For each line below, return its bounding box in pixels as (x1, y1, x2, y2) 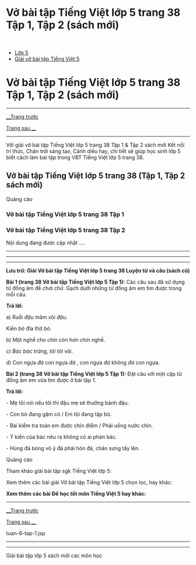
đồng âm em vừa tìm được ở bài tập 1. (6, 376, 96, 383)
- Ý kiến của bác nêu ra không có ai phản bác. (6, 433, 117, 440)
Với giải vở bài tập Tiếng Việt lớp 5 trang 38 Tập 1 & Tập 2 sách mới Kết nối (6, 141, 185, 148)
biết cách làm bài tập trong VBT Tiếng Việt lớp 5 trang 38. (6, 154, 145, 161)
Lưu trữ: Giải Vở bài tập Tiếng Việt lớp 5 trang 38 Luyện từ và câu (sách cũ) (6, 267, 190, 274)
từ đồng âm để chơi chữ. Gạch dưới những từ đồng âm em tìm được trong (6, 284, 182, 291)
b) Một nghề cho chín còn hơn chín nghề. (6, 336, 106, 343)
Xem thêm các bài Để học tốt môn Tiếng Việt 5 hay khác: (6, 490, 146, 497)
